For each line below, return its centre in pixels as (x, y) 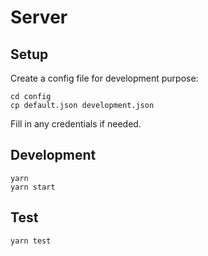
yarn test (31, 241)
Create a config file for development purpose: (104, 78)
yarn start (33, 187)
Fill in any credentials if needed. (76, 124)
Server (39, 17)
